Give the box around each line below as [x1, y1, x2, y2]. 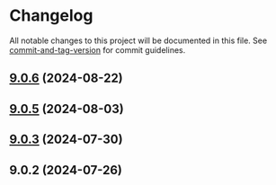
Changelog [9, 5, 93, 26]
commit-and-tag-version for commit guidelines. [9, 44, 186, 55]
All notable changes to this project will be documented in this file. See [9, 35, 268, 46]
